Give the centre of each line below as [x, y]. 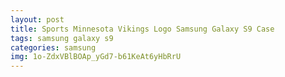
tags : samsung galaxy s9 [62, 38]
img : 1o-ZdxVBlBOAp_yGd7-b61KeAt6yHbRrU [96, 57]
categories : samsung [53, 47]
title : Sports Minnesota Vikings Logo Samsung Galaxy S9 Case [142, 29]
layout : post [37, 19]
